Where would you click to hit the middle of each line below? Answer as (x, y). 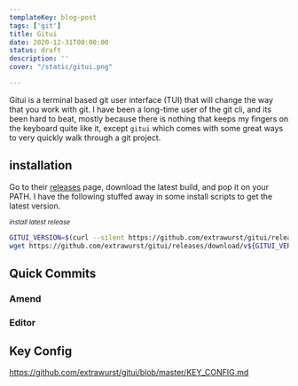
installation (41, 165)
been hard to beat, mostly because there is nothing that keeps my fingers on (149, 118)
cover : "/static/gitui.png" (61, 67)
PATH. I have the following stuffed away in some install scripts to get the (141, 196)
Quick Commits (53, 273)
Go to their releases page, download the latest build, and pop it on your (139, 186)
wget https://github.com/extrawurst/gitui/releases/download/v (129, 246)
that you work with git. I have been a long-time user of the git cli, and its (141, 109)
